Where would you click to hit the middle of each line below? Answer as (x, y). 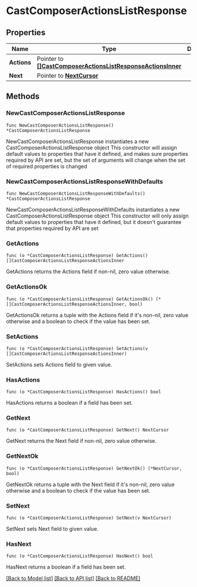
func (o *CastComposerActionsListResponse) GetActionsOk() (80, 299)
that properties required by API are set (52, 228)
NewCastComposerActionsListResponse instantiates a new (78, 141)
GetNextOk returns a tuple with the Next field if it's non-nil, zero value (90, 484)
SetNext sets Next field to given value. (52, 529)
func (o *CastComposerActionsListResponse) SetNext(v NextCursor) (89, 518)
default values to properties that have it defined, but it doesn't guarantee (94, 222)
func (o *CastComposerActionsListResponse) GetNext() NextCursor (87, 430)
